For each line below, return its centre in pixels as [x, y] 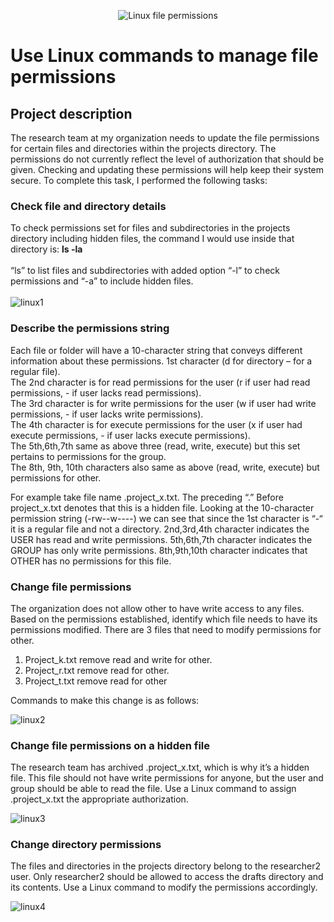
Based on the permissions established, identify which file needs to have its [164, 619]
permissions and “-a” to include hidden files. [102, 281]
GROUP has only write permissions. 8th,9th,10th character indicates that [159, 550]
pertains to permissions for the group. [88, 456]
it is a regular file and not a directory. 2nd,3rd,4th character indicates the [160, 529]
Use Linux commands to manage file [164, 56]
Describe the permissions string [90, 328]
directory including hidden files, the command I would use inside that [152, 239]
